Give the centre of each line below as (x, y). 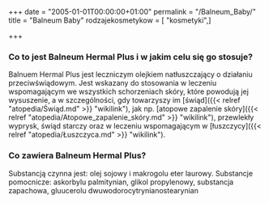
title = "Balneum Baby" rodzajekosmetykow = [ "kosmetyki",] (110, 20)
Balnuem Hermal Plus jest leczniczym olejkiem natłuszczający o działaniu (130, 74)
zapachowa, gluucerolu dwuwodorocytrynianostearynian (103, 190)
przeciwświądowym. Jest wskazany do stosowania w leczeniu (113, 83)
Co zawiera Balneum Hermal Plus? (77, 155)
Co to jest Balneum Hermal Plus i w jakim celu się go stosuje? (131, 57)
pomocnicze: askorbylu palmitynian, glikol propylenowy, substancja (121, 182)
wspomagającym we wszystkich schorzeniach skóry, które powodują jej (129, 91)
